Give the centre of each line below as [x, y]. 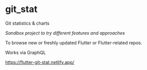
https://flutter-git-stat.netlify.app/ [40, 62]
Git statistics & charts [27, 23]
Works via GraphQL [26, 52]
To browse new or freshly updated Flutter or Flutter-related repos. [74, 43]
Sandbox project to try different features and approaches [65, 33]
